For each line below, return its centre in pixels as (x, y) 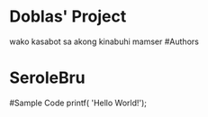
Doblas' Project (68, 17)
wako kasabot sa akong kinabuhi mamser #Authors (104, 41)
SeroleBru (47, 78)
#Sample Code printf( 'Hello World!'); (78, 103)
